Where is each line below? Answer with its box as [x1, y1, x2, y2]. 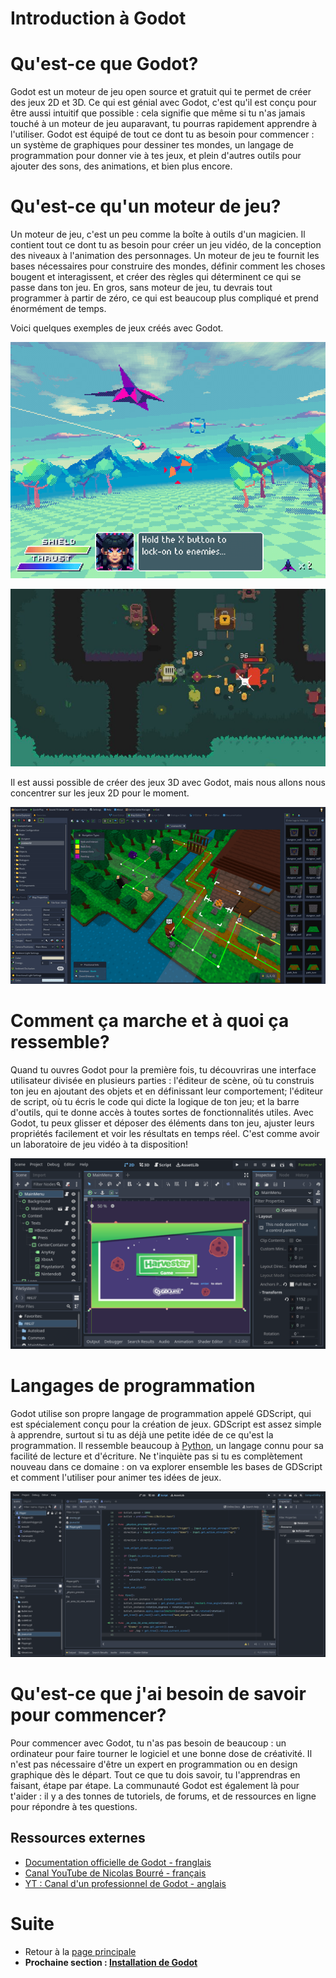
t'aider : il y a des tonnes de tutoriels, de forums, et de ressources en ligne [10, 1790, 317, 1802]
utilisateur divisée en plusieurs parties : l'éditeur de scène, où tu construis [10, 1075, 315, 1086]
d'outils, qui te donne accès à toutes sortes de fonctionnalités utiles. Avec [10, 1107, 314, 1118]
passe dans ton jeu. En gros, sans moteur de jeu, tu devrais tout [10, 282, 273, 294]
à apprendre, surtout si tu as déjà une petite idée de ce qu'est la [10, 1429, 274, 1441]
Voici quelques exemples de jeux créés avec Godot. [10, 322, 224, 334]
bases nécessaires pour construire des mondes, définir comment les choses [10, 260, 326, 272]
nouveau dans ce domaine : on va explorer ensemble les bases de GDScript [10, 1461, 323, 1473]
